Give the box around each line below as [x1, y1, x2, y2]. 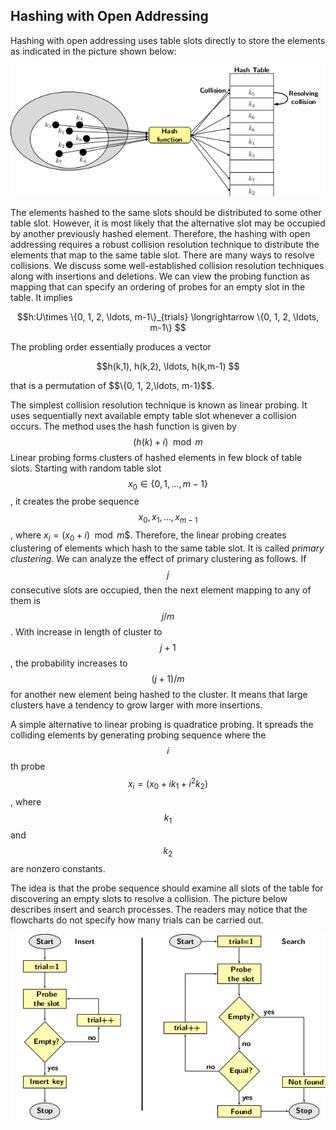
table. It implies [10, 291, 73, 303]
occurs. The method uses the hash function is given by [10, 420, 237, 432]
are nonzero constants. [10, 863, 106, 875]
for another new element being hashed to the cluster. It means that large [10, 689, 308, 701]
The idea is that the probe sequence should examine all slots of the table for [10, 882, 324, 894]
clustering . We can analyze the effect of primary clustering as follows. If [10, 553, 307, 565]
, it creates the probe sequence [10, 495, 140, 508]
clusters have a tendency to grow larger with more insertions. [10, 699, 263, 711]
